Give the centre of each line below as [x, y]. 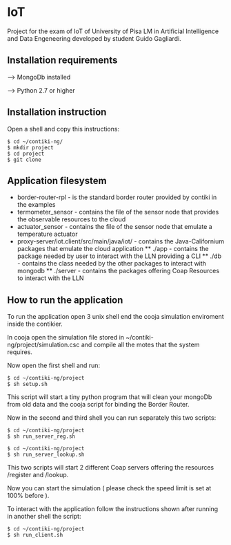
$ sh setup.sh [28, 385]
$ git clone [24, 160]
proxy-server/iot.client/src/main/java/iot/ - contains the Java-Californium [121, 241]
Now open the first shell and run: [54, 366]
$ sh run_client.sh [35, 535]
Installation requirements [62, 61]
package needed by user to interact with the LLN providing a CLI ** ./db [119, 256]
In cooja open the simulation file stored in [66, 338]
